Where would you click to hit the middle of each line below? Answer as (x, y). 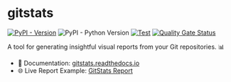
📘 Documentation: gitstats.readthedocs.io (79, 63)
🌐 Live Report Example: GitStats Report (75, 70)
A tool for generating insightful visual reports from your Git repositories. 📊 (116, 47)
